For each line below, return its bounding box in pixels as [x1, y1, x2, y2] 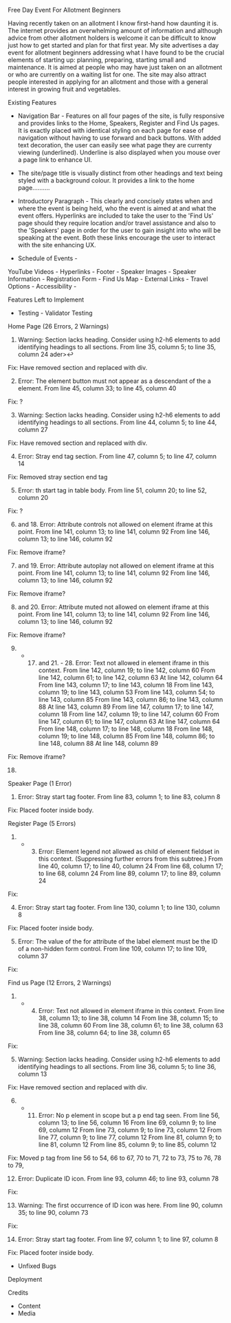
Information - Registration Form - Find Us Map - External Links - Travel [8, 275, 208, 283]
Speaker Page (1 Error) [8, 780, 72, 787]
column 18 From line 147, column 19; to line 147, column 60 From [38, 710, 219, 718]
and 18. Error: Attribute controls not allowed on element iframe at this [17, 520, 213, 528]
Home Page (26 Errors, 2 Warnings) [8, 322, 109, 330]
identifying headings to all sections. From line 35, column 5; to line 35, [17, 343, 216, 351]
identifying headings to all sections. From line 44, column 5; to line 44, [17, 418, 217, 426]
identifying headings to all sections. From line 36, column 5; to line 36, [17, 1063, 217, 1070]
